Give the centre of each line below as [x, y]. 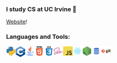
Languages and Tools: [38, 37]
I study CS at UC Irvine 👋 [42, 9]
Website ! [17, 22]
